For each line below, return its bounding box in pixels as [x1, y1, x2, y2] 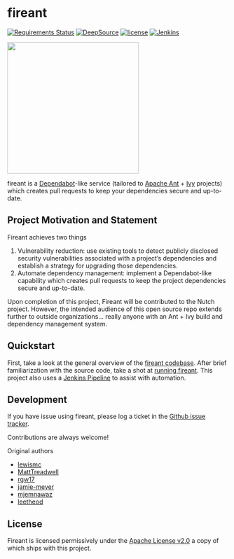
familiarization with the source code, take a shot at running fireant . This [7, 366, 213, 374]
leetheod [17, 497, 43, 506]
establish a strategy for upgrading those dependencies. [17, 261, 178, 270]
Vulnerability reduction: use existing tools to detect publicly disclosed [17, 247, 219, 255]
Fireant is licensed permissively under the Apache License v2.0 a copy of [7, 537, 219, 545]
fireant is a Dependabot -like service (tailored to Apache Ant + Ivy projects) [7, 179, 223, 187]
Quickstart [7, 340, 55, 352]
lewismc [17, 460, 42, 469]
